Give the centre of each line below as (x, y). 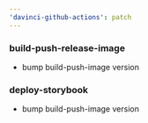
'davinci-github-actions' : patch (70, 17)
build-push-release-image (67, 47)
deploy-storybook (49, 90)
